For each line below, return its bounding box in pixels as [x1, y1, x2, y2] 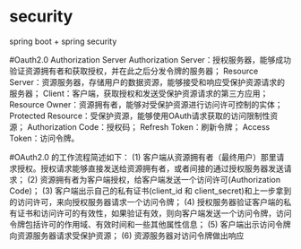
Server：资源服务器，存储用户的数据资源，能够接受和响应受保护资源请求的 [9, 76, 285, 87]
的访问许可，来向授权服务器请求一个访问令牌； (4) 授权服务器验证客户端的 [9, 196, 284, 207]
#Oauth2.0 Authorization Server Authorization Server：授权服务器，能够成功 [9, 54, 292, 64]
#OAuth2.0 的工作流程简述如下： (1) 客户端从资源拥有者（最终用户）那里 [9, 151, 277, 162]
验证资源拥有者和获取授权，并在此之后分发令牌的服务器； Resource [9, 65, 259, 76]
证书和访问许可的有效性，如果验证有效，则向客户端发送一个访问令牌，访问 [16, 208, 292, 219]
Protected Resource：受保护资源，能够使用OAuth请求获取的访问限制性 [9, 110, 271, 121]
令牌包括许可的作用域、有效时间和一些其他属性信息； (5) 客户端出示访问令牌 [9, 219, 291, 229]
